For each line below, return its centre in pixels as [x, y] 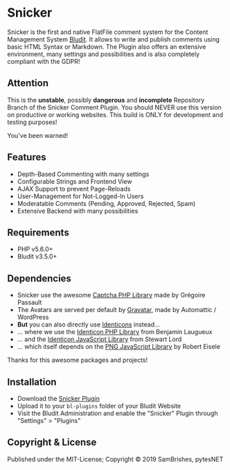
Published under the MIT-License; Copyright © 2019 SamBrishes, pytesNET [115, 459]
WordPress [33, 317]
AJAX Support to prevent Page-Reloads [74, 189]
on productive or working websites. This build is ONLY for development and [115, 114]
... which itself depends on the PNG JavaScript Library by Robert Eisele [118, 347]
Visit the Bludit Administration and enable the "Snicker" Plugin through [117, 413]
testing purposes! [32, 122]
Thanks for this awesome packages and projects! [78, 360]
